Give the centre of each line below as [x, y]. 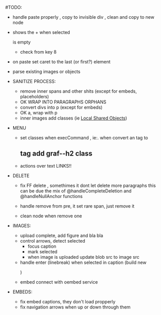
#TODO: [14, 7]
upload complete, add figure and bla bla [62, 235]
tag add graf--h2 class [56, 154]
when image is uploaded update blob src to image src [84, 257]
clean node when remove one [51, 216]
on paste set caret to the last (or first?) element [62, 62]
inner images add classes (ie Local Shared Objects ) [73, 118]
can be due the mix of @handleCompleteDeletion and [76, 191]
